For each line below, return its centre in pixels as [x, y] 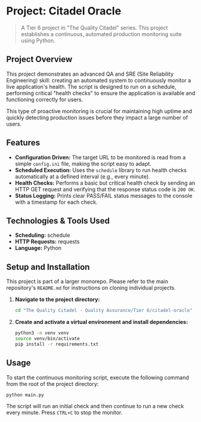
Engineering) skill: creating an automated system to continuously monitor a [99, 80]
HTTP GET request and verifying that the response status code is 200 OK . [105, 189]
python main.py [25, 395]
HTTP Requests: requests [47, 242]
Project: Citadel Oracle [64, 11]
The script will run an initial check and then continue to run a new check [95, 406]
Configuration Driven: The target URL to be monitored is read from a [100, 157]
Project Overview [39, 59]
